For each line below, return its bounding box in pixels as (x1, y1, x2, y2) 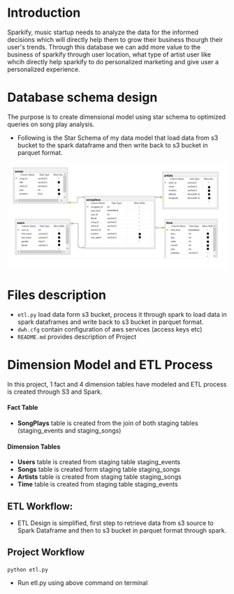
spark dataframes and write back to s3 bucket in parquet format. (17, 318, 204, 326)
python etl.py (7, 566, 49, 573)
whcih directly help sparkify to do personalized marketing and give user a (7, 57, 219, 66)
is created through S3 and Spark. (7, 387, 103, 396)
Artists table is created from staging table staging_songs (17, 473, 182, 481)
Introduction (7, 5, 81, 21)
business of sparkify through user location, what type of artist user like (7, 50, 212, 59)
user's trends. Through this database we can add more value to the (7, 43, 201, 51)
